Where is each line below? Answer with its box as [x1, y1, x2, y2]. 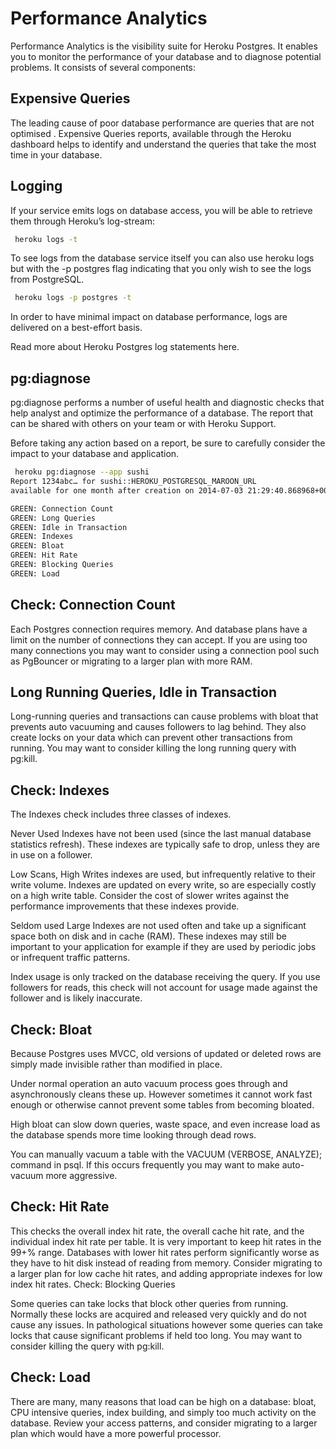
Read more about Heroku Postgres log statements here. [10, 341, 240, 353]
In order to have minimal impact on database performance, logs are [10, 311, 288, 323]
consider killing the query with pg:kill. [10, 1340, 165, 1352]
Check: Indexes [10, 782, 110, 799]
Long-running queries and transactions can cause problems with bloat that [10, 710, 319, 722]
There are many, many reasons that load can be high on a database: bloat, [10, 1395, 317, 1407]
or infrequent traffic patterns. [10, 952, 131, 964]
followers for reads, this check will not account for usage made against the [10, 982, 318, 994]
